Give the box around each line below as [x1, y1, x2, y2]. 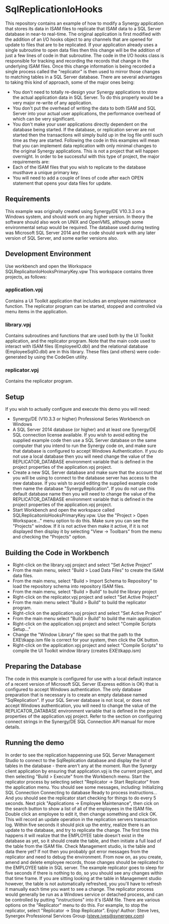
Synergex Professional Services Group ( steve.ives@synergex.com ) [5, 912, 145, 919]
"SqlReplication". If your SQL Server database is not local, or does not [5, 697, 150, 703]
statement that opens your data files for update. [12, 180, 112, 186]
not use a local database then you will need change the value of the [12, 453, 153, 460]
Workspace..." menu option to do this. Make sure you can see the [12, 518, 149, 524]
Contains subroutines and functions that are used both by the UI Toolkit [5, 333, 154, 339]
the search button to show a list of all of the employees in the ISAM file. [5, 805, 153, 811]
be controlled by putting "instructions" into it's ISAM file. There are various [5, 897, 160, 903]
